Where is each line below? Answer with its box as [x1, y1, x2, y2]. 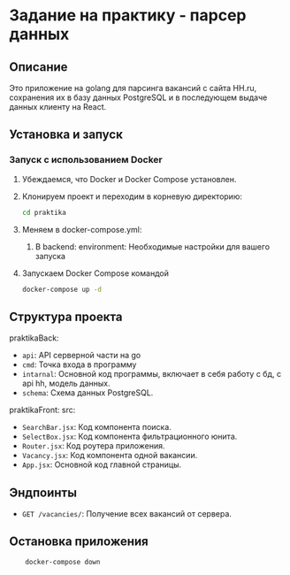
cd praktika [21, 208, 66, 217]
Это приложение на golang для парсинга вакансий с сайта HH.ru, [9, 83, 257, 93]
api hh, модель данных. [21, 378, 111, 389]
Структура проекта [9, 309, 123, 324]
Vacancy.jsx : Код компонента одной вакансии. [21, 450, 198, 461]
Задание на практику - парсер [9, 5, 247, 26]
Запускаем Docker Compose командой [21, 267, 170, 279]
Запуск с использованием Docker [9, 154, 164, 166]
